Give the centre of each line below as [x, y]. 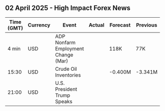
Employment [69, 49]
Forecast [120, 25]
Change [64, 55]
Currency [39, 25]
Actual [96, 25]
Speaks [64, 101]
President [66, 89]
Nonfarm [65, 42]
